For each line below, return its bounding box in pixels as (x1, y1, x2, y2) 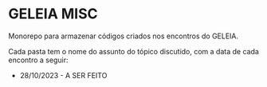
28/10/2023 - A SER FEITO (19, 70, 108, 80)
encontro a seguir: (8, 55, 69, 65)
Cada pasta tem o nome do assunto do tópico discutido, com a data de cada (8, 46, 259, 56)
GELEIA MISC (8, 5, 98, 23)
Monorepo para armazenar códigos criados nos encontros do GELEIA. (8, 31, 239, 41)
